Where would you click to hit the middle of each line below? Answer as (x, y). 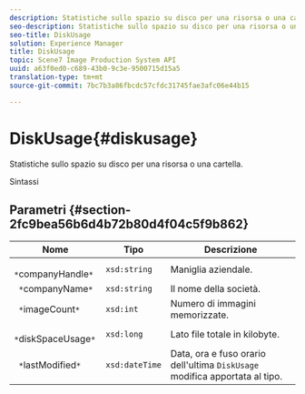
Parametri (38, 210)
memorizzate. (200, 315)
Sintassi (24, 181)
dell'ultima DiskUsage (215, 365)
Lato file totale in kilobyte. (225, 335)
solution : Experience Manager (67, 43)
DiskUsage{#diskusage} (103, 138)
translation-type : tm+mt (56, 77)
